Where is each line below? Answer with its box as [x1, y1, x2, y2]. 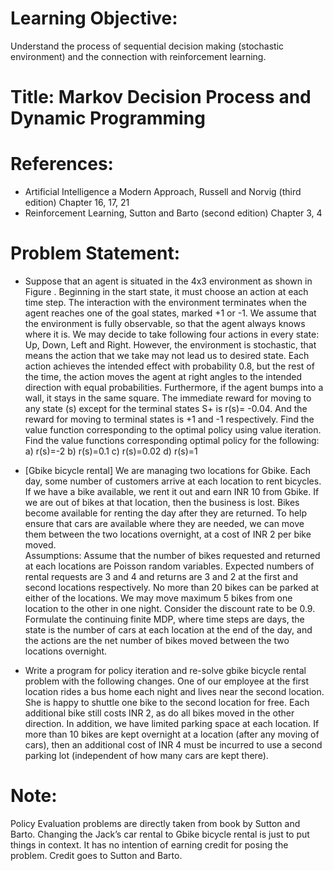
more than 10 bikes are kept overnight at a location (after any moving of [24, 728, 320, 740]
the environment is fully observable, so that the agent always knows [24, 318, 306, 329]
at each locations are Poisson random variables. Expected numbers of [24, 560, 315, 572]
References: [10, 153, 114, 176]
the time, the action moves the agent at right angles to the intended [24, 371, 303, 382]
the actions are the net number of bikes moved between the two [24, 635, 290, 646]
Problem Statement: [10, 242, 181, 265]
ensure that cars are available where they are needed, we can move [24, 518, 305, 529]
